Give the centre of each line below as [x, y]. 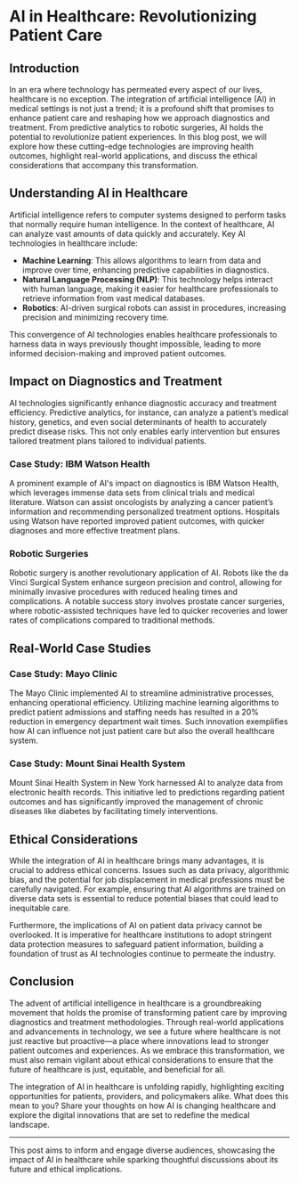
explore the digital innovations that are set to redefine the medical [130, 1114]
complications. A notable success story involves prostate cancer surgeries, [147, 601]
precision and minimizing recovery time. [95, 317]
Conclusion [42, 982]
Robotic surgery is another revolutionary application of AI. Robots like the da [149, 573]
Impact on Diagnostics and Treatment [116, 382]
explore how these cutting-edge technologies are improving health [131, 146]
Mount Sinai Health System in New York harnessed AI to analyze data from [146, 783]
